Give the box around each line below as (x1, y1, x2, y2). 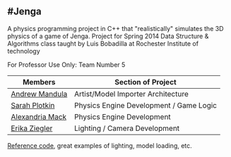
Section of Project (114, 77, 177, 87)
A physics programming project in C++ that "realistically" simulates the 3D (7, 24, 224, 32)
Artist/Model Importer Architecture (73, 89, 189, 99)
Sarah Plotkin (11, 100, 55, 110)
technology (7, 46, 40, 55)
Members (22, 77, 56, 87)
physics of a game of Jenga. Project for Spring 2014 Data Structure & (7, 32, 209, 40)
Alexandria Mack (11, 112, 67, 122)
